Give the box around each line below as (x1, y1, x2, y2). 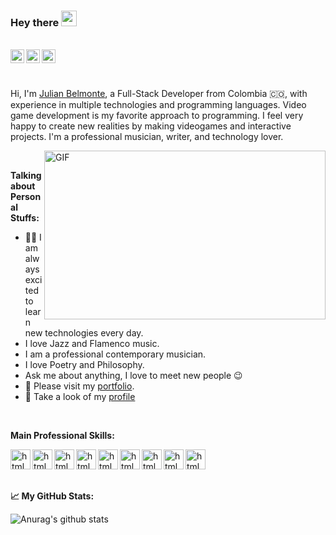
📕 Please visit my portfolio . (24, 380, 135, 392)
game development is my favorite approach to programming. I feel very (10, 110, 304, 122)
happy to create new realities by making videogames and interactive (10, 120, 292, 132)
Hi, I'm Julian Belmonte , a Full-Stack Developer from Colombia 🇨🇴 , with (10, 88, 308, 100)
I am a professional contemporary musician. (24, 348, 207, 360)
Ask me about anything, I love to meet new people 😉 (24, 370, 243, 382)
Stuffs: (10, 212, 40, 224)
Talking (10, 170, 42, 182)
